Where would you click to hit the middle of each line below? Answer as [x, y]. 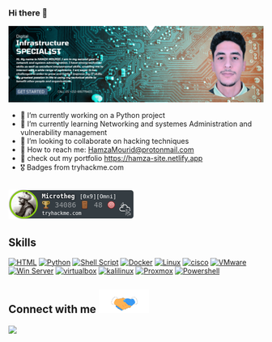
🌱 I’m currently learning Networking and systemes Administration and [136, 124]
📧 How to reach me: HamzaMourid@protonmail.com [107, 150]
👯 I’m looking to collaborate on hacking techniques [104, 141]
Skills [22, 243]
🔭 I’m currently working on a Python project [93, 116]
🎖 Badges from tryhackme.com [72, 167]
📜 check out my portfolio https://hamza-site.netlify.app [111, 158]
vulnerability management [64, 133]
